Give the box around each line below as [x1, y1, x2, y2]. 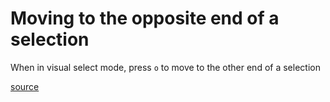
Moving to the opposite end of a [10, 7, 280, 30]
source [10, 80, 40, 92]
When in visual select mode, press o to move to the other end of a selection [10, 61, 321, 73]
